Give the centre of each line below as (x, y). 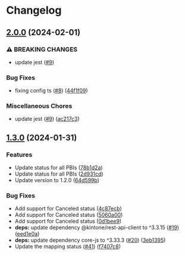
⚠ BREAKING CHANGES (42, 49)
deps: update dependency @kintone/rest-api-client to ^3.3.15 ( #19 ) (97, 227)
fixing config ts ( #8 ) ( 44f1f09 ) (51, 90)
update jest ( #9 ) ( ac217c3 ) (47, 119)
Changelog (34, 10)
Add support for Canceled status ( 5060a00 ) (69, 215)
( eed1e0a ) (27, 234)
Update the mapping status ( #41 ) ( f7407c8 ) (68, 246)
